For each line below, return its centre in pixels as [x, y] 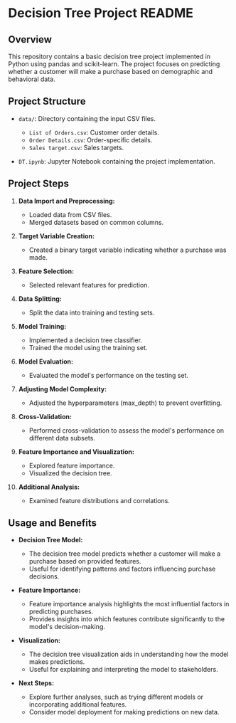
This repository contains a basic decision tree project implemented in [109, 56]
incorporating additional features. [78, 704]
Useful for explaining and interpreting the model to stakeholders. [124, 670]
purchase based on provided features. [85, 561]
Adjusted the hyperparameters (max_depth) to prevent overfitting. [125, 403]
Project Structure [47, 101]
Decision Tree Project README [101, 13]
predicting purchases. [61, 612]
